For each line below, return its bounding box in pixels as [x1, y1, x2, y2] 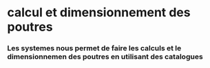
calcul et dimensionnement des [7, 5, 191, 20]
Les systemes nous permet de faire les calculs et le [7, 44, 182, 53]
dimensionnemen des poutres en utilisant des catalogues [7, 52, 203, 62]
